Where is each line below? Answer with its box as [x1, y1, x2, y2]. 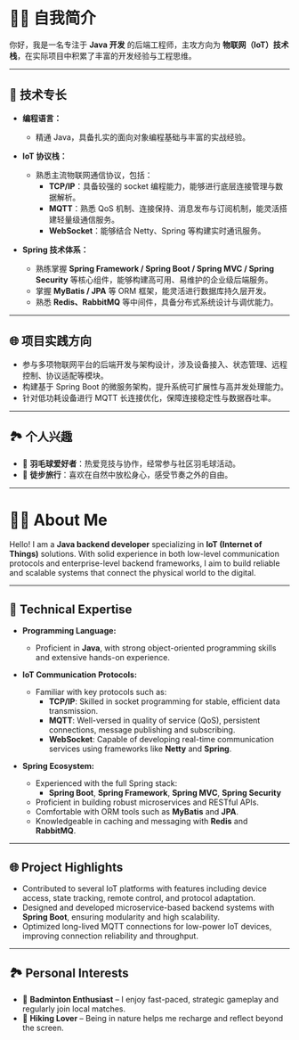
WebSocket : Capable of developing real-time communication [48, 734, 274, 745]
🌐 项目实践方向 [9, 333, 92, 348]
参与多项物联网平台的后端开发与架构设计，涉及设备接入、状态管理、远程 [21, 358, 287, 370]
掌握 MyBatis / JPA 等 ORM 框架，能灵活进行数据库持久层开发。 [35, 285, 271, 296]
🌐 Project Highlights [9, 859, 124, 874]
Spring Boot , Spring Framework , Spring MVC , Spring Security [48, 788, 282, 798]
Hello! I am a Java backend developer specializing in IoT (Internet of [9, 539, 263, 550]
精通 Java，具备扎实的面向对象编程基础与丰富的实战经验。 [35, 131, 251, 143]
